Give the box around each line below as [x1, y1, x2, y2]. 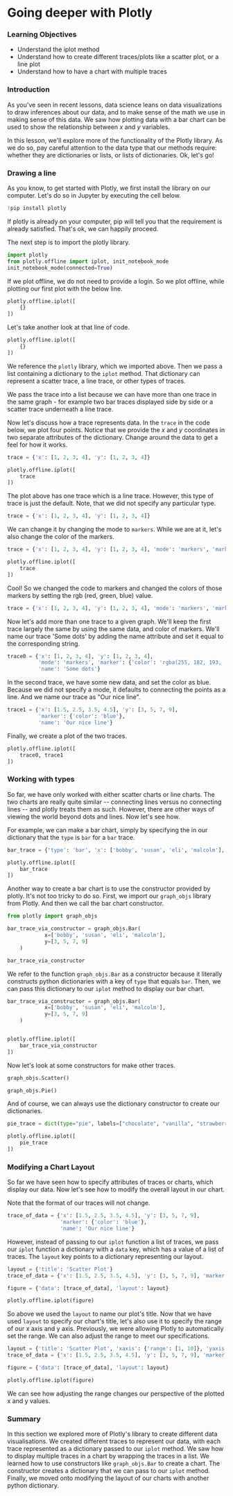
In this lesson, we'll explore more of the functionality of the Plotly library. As [7, 136, 223, 144]
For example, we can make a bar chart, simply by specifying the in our [7, 825, 208, 834]
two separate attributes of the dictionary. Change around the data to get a [7, 433, 218, 441]
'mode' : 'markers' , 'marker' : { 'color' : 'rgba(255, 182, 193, [37, 659, 222, 667]
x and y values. [7, 1396, 51, 1405]
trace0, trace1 [19, 751, 64, 759]
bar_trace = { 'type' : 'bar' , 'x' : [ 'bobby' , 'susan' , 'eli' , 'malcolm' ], [7, 846, 225, 854]
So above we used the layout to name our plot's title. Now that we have [7, 1309, 212, 1318]
